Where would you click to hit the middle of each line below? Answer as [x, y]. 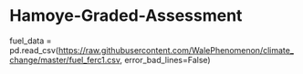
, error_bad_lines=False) [166, 60]
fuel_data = [31, 41]
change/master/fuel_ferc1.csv [65, 60]
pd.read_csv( [34, 50]
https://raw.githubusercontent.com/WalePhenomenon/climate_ [176, 50]
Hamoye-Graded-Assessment [126, 16]
